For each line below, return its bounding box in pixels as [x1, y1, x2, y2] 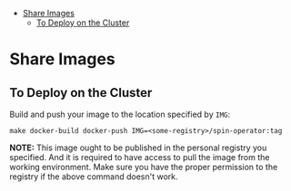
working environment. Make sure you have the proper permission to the [9, 162, 278, 172]
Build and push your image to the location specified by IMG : [9, 109, 230, 119]
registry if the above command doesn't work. [9, 171, 179, 182]
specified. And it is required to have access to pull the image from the [9, 152, 270, 162]
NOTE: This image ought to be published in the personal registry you [9, 142, 267, 153]
